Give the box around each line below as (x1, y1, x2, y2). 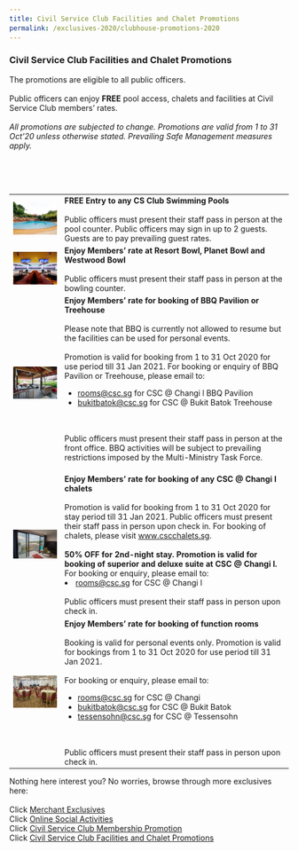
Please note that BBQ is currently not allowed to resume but (64, 324, 282, 335)
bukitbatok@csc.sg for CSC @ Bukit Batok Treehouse (77, 398, 273, 408)
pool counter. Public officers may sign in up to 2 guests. (64, 223, 268, 234)
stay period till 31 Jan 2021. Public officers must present (64, 511, 273, 523)
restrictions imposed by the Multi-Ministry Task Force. (64, 453, 263, 463)
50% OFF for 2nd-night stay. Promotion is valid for (64, 549, 258, 560)
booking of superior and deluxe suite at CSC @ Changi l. (64, 559, 278, 570)
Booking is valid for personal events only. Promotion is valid (64, 637, 281, 648)
